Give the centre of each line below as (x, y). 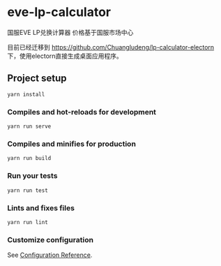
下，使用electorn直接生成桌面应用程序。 (65, 56)
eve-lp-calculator (59, 12)
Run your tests (32, 176)
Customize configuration (51, 239)
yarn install (26, 94)
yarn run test (28, 190)
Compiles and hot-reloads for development (82, 112)
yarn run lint (28, 222)
